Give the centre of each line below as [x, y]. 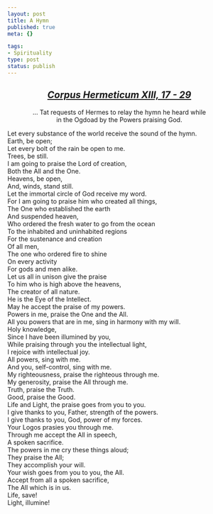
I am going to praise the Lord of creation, [67, 163]
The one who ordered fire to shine [58, 254]
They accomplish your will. [47, 464]
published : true [31, 27]
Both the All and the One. [44, 171]
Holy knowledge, [32, 329]
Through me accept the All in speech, [62, 435]
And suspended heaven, [43, 216]
